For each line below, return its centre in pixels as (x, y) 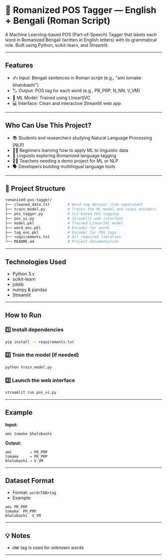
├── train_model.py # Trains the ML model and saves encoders (81, 209)
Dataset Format (30, 481)
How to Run (23, 315)
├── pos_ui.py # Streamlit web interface (64, 219)
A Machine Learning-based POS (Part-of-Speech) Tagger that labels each (81, 34)
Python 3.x (23, 274)
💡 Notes (18, 535)
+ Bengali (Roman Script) (58, 21)
